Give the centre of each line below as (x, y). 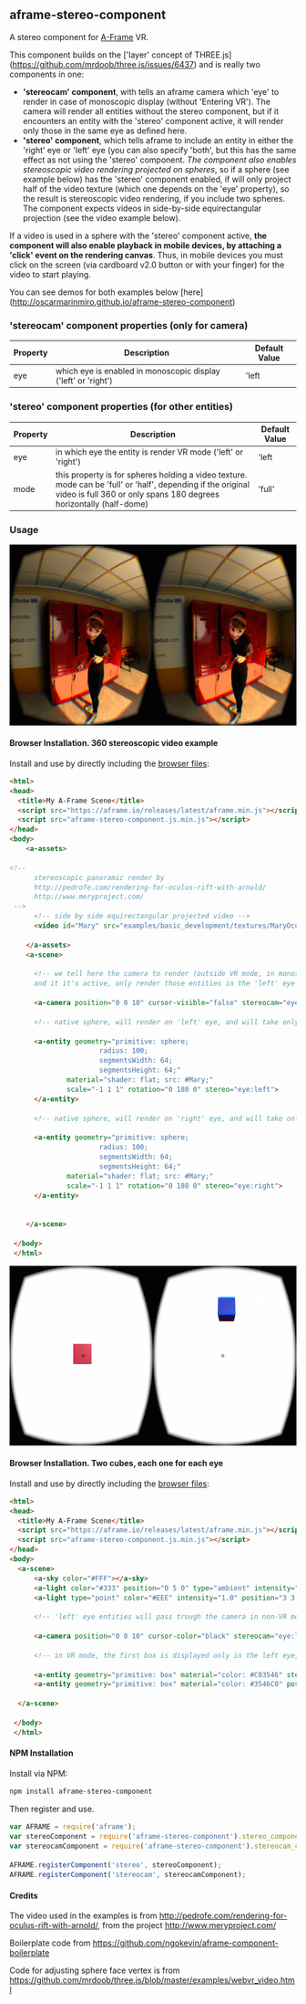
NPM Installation (41, 1753)
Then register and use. (52, 1809)
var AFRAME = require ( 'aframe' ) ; (73, 1826)
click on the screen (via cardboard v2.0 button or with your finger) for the (147, 265)
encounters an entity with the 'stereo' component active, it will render (153, 121)
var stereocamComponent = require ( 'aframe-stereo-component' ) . (132, 1846)
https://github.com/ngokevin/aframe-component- (186, 1943)
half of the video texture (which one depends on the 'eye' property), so (156, 189)
